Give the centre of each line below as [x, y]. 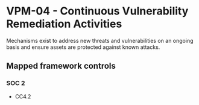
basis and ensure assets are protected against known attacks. [83, 47]
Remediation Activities [64, 24]
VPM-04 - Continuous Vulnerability [97, 11]
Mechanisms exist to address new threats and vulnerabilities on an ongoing [100, 40]
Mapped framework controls [61, 66]
